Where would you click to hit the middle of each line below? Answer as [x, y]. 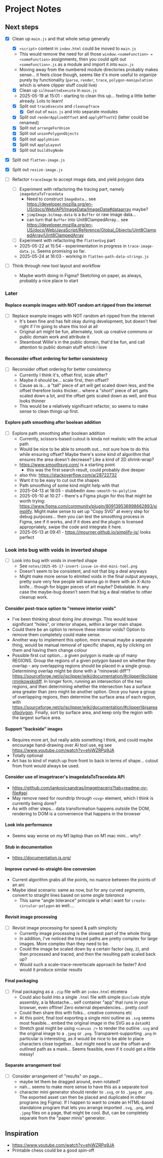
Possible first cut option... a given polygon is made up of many [75, 656]
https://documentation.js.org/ [42, 858]
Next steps [22, 27]
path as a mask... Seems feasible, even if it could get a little [96, 1049]
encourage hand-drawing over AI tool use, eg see [62, 745]
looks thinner [33, 401]
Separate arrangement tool [33, 1065]
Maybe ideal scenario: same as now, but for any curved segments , [79, 890]
